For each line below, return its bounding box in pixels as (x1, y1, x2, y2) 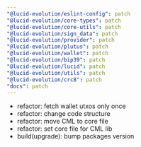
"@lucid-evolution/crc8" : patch (6, 76, 102, 83)
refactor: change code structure (16, 110, 111, 118)
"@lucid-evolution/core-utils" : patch (6, 23, 121, 30)
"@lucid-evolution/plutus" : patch (6, 43, 109, 50)
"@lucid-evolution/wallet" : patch (6, 50, 109, 57)
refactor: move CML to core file (16, 117, 109, 126)
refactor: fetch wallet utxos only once (16, 102, 126, 110)
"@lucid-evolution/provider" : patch (6, 37, 115, 44)
